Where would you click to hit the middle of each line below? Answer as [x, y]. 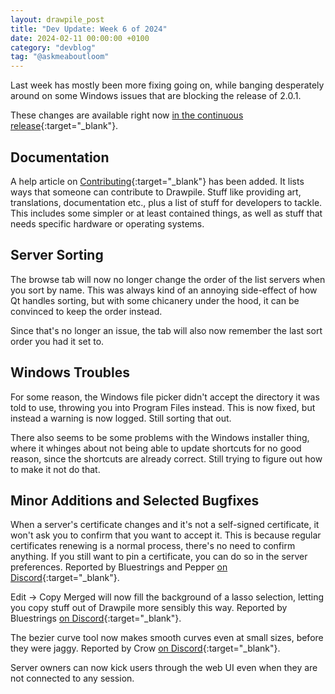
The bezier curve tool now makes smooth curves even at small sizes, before [167, 638]
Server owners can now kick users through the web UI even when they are [164, 668]
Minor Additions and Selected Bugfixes [135, 500]
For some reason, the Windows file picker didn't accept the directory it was [165, 397]
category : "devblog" [53, 47]
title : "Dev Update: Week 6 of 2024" [89, 29]
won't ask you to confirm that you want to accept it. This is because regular [166, 535]
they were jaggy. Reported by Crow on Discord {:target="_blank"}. [145, 648]
